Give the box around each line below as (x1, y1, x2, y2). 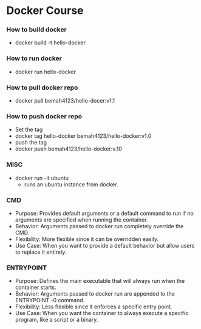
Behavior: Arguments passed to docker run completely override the (15, 222, 184, 229)
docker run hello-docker (15, 68, 77, 75)
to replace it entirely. (15, 248, 67, 256)
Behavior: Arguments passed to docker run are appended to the (15, 290, 175, 297)
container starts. (15, 283, 56, 291)
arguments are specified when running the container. (15, 216, 148, 223)
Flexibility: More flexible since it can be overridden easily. (15, 235, 159, 243)
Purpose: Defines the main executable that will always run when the (15, 277, 185, 285)
